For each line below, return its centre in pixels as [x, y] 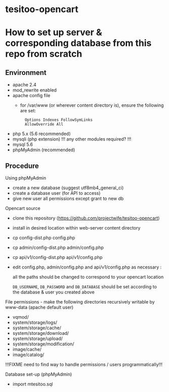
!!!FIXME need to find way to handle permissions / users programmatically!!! [84, 364]
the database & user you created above [53, 292]
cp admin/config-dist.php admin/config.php [58, 247]
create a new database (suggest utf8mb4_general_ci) [68, 188]
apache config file [31, 96]
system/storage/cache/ [37, 328]
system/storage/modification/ [43, 344]
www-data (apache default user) [39, 307]
